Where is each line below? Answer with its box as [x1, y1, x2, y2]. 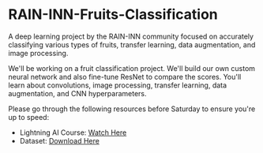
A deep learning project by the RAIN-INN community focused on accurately [8, 32, 254, 41]
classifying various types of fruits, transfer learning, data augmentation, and [8, 39, 256, 49]
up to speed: [8, 112, 50, 121]
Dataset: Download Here [19, 136, 100, 145]
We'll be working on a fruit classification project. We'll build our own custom [8, 63, 255, 73]
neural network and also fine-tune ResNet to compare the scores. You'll [8, 72, 242, 81]
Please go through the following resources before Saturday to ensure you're [8, 104, 256, 114]
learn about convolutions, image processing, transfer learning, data [8, 80, 227, 90]
